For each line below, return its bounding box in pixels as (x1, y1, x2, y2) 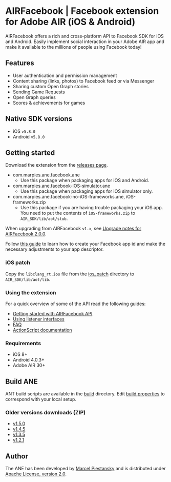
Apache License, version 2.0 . (5, 471, 67, 477)
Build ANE (5, 377, 38, 386)
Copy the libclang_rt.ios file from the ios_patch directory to (5, 271, 135, 277)
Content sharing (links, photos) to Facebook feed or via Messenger (12, 77, 155, 84)
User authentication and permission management (12, 72, 117, 78)
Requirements (5, 339, 41, 347)
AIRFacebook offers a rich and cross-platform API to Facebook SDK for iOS (5, 33, 164, 39)
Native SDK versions (5, 114, 73, 123)
